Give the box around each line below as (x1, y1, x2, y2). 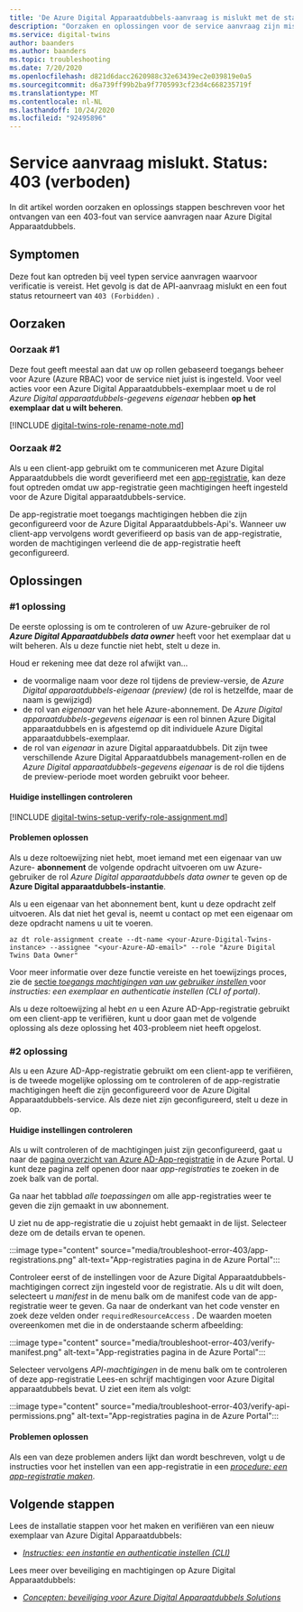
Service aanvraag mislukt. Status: (9, 152, 269, 173)
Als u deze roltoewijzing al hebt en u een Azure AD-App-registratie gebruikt (9, 1003, 290, 1014)
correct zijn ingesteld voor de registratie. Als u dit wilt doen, (61, 1282, 284, 1293)
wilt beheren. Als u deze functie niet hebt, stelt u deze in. (9, 640, 221, 650)
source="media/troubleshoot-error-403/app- (100, 1245, 269, 1256)
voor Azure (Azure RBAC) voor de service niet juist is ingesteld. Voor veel (9, 373, 282, 384)
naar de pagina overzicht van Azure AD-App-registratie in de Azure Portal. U (9, 1154, 294, 1165)
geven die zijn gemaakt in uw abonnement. (9, 1201, 170, 1211)
